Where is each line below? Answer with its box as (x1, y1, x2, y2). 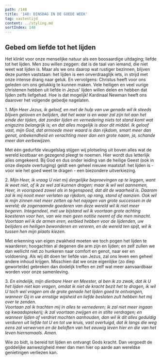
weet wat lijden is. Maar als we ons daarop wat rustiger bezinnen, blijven (5, 66, 150, 72)
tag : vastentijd (5, 16, 38, 21)
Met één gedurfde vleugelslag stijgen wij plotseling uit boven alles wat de (5, 147, 152, 153)
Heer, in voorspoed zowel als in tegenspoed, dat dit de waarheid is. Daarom (5, 187, 158, 193)
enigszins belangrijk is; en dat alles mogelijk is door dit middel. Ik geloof (5, 122, 149, 128)
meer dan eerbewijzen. (5, 137, 51, 143)
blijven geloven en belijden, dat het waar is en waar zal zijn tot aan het (5, 112, 146, 117)
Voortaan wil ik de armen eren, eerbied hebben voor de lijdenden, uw (5, 218, 144, 224)
